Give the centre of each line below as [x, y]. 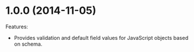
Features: [17, 27]
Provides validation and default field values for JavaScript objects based [101, 38]
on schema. [28, 44]
